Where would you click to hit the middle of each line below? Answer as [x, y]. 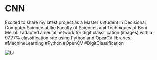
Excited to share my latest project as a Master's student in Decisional [76, 22]
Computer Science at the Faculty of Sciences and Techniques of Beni [76, 27]
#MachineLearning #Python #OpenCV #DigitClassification [65, 43]
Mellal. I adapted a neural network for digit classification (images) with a [79, 32]
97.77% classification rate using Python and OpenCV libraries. [68, 38]
